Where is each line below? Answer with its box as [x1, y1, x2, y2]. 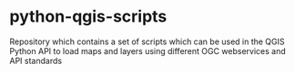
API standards [9, 55, 62, 66]
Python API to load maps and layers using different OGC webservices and [9, 45, 287, 56]
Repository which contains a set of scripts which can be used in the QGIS [9, 36, 285, 47]
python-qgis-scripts [9, 6, 168, 27]
